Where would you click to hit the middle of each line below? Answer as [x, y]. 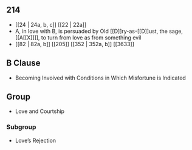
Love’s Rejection [36, 140]
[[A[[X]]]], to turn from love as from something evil [78, 37]
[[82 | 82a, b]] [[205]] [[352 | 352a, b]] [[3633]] [75, 44]
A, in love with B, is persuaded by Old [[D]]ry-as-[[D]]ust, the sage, [99, 31]
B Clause [23, 63]
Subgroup [21, 127]
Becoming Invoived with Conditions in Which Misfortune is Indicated [101, 78]
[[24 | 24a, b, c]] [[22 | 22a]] [51, 24]
